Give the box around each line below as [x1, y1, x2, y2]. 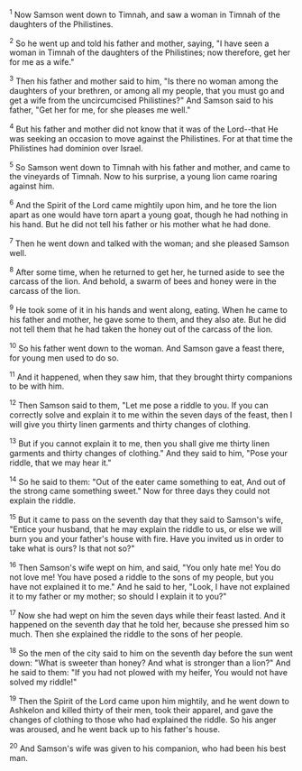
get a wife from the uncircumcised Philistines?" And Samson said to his [9, 95, 274, 106]
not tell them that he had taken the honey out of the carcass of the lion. [9, 324, 273, 335]
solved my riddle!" [9, 676, 78, 687]
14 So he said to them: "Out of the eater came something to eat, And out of [9, 474, 286, 487]
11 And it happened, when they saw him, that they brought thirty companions [9, 370, 293, 382]
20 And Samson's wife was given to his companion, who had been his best [9, 741, 287, 754]
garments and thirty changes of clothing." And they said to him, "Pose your [9, 447, 288, 458]
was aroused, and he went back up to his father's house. [9, 724, 221, 735]
